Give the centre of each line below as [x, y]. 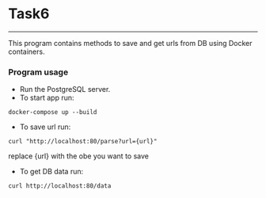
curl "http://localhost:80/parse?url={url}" [83, 142]
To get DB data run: [51, 172]
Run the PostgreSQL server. [65, 89]
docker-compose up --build [53, 112]
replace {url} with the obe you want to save [78, 156]
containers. [27, 51]
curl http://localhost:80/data [60, 186]
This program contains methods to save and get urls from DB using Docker [130, 43]
